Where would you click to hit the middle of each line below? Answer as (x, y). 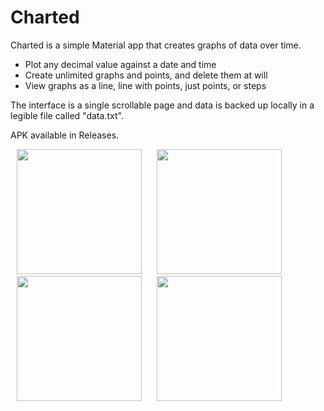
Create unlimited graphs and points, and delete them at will (146, 75)
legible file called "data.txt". (67, 115)
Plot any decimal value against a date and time (120, 64)
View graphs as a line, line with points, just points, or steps (145, 85)
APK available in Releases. (65, 135)
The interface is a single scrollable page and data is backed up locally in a (162, 105)
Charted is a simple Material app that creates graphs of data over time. (156, 45)
